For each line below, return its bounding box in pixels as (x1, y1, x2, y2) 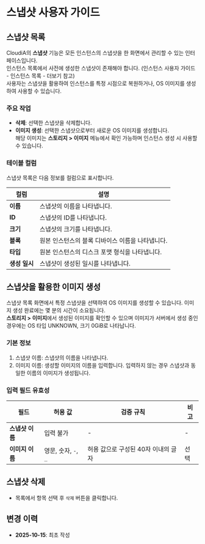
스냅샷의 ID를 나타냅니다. (39, 213, 107, 222)
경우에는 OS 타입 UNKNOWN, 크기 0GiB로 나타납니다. (6, 322, 136, 329)
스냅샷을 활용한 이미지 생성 (6, 282, 101, 292)
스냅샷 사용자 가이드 (6, 6, 101, 20)
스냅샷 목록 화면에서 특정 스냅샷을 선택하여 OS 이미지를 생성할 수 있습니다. (6, 299, 183, 306)
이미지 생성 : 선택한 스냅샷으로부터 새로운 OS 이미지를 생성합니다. (15, 127, 170, 134)
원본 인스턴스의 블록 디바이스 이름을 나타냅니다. (39, 236, 168, 244)
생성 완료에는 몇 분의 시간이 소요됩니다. (12, 307, 106, 314)
